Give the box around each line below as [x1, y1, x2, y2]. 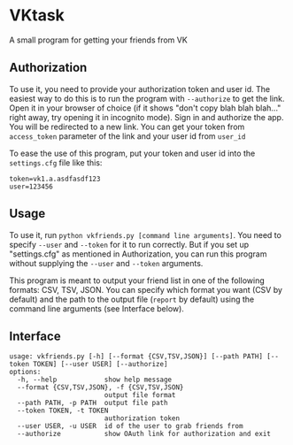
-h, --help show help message [17, 375, 173, 385]
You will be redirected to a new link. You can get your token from [9, 121, 245, 132]
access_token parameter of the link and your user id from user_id [9, 130, 246, 142]
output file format [104, 391, 176, 400]
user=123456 [9, 182, 53, 191]
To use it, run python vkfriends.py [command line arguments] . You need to [9, 229, 281, 240]
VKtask [9, 5, 65, 26]
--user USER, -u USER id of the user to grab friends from [17, 422, 243, 431]
